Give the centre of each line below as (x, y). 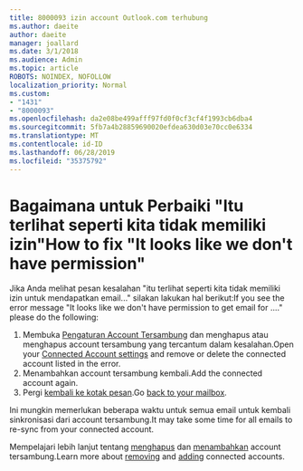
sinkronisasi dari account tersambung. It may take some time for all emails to (151, 420)
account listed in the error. (71, 364)
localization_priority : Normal (68, 85)
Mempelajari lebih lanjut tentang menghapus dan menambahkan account (145, 447)
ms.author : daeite (44, 26)
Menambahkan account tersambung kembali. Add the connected (142, 373)
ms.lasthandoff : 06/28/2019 (62, 152)
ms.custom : (30, 93)
